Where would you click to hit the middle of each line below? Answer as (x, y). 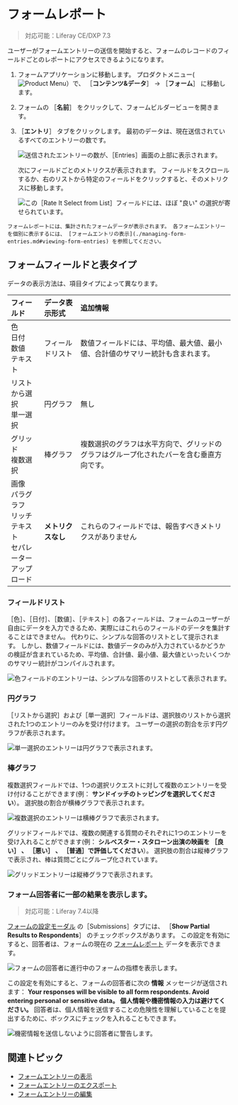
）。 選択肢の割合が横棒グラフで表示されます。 (81, 803)
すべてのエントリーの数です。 (67, 140)
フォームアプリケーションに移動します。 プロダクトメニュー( (106, 74)
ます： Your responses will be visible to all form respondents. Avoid (108, 992)
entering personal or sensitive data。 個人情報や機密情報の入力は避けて (113, 1000)
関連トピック (35, 1058)
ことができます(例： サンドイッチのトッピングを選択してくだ (121, 793)
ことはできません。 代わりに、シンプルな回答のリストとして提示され (113, 637)
